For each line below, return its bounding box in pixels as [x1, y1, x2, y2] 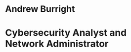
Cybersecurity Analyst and [5, 27, 127, 39]
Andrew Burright [5, 3, 75, 15]
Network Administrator [5, 38, 109, 50]
